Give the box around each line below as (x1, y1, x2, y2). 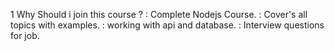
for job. (10, 30, 40, 41)
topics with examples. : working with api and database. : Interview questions (10, 19, 325, 31)
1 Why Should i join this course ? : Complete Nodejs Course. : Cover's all (10, 9, 308, 20)
